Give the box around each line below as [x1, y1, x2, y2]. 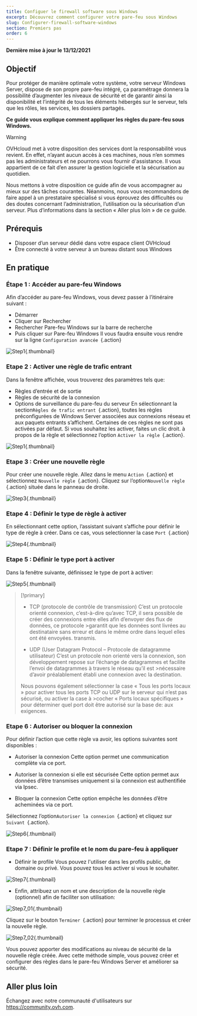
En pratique [6, 263, 49, 273]
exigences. [20, 707, 48, 714]
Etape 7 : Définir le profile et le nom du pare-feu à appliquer [6, 844, 178, 853]
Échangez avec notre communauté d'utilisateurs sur [6, 997, 132, 1004]
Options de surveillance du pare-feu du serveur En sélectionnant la [14, 400, 178, 407]
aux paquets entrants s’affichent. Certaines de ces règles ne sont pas [14, 419, 183, 426]
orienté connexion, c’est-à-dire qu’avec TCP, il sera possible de [29, 609, 183, 616]
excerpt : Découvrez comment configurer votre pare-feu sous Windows [6, 14, 178, 20]
